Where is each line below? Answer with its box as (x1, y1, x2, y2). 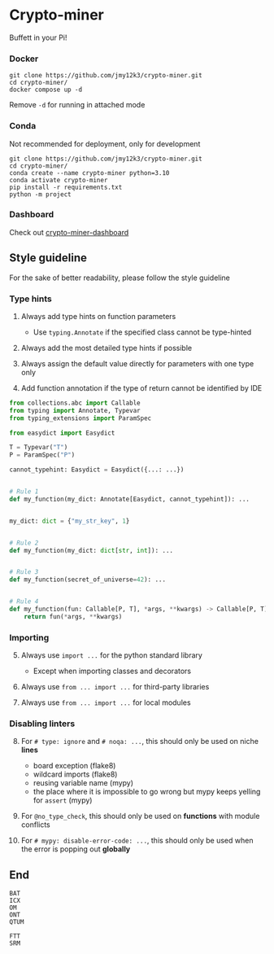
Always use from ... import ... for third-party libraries (20, 682, 210, 692)
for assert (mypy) (33, 795, 93, 805)
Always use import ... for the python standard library (20, 650, 202, 660)
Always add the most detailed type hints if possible (20, 343, 193, 352)
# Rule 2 (9, 539, 39, 547)
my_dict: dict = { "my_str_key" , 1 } (9, 517, 130, 525)
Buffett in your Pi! (9, 33, 67, 42)
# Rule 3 (9, 568, 39, 576)
